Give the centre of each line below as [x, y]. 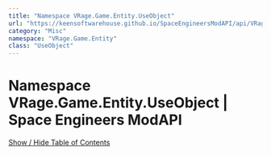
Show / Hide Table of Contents [59, 143]
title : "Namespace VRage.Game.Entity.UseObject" [92, 16]
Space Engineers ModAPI [96, 120]
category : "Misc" [38, 31]
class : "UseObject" [41, 46]
